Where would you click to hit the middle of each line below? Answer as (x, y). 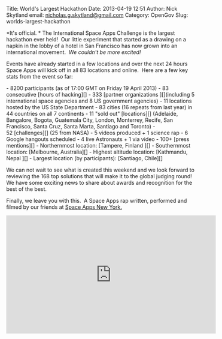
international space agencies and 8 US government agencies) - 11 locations (99, 101)
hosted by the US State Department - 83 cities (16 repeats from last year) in (99, 107)
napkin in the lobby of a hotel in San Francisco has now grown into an (92, 46)
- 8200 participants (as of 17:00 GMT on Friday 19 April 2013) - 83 (88, 88)
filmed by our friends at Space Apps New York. (64, 207)
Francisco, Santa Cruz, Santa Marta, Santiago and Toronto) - (81, 126)
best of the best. (26, 189)
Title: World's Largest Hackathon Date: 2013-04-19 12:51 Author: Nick (92, 9)
